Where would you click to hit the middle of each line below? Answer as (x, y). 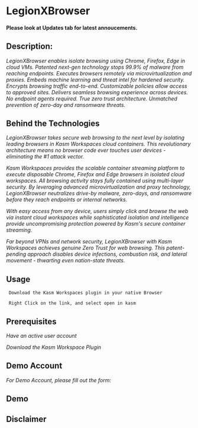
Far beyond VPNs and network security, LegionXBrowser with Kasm (89, 242)
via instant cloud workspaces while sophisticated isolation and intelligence (98, 217)
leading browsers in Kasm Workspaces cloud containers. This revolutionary (98, 144)
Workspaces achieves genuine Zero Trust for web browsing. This (86, 248)
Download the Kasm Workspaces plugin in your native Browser (85, 293)
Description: (30, 47)
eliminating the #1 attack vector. (45, 157)
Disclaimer (26, 419)
